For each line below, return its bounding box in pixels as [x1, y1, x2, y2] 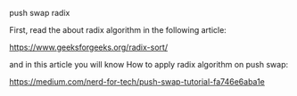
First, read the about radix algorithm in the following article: [9, 25, 227, 35]
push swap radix [9, 8, 70, 18]
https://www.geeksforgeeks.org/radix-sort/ [9, 42, 168, 52]
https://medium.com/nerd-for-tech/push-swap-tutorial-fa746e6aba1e [9, 76, 266, 87]
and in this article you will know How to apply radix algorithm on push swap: [9, 60, 289, 69]
